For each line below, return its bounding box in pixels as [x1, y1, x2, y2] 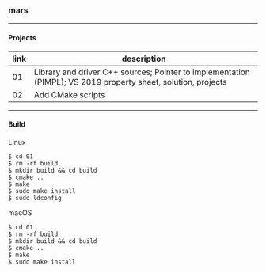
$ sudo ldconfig [8, 194, 62, 202]
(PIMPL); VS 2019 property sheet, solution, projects [33, 76, 227, 87]
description [121, 53, 166, 64]
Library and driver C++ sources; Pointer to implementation [33, 66, 251, 78]
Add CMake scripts [33, 89, 105, 100]
